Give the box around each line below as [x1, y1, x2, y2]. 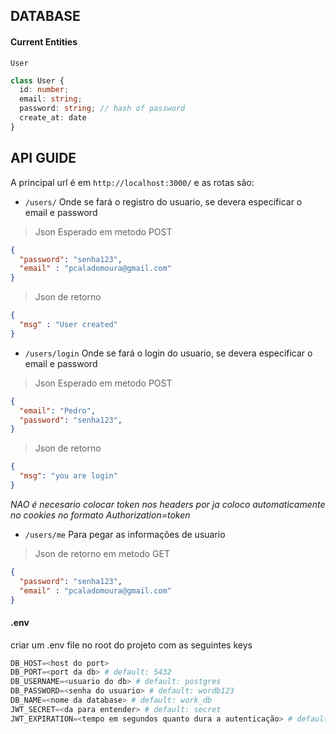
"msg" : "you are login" [19, 471, 118, 481]
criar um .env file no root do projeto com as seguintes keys [10, 639, 253, 651]
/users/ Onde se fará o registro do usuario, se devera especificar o [24, 195, 303, 208]
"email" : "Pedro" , [19, 405, 97, 416]
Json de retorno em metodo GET [34, 547, 171, 559]
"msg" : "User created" [19, 320, 118, 330]
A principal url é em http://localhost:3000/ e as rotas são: [10, 176, 255, 188]
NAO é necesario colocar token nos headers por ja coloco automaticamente [10, 498, 326, 510]
